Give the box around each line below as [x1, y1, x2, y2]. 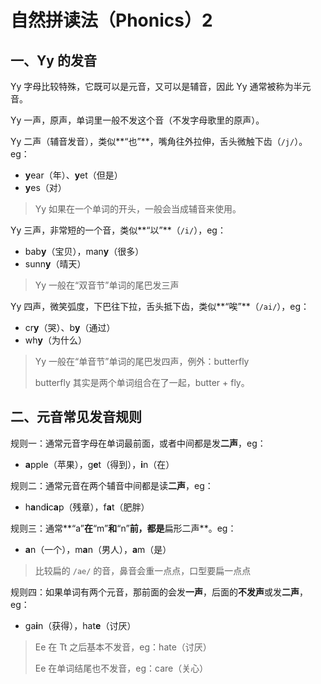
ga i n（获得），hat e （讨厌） [24, 619, 137, 631]
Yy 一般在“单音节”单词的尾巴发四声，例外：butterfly [34, 356, 250, 367]
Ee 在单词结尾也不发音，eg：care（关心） [34, 662, 209, 674]
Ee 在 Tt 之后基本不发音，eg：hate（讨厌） [34, 641, 212, 653]
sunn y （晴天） [24, 258, 87, 270]
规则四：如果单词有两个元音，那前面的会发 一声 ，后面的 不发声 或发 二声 [10, 586, 300, 598]
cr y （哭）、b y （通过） [24, 322, 116, 333]
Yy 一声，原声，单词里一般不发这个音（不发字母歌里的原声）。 [10, 114, 265, 126]
